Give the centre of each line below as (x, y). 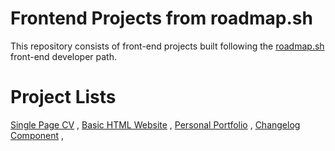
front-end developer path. (63, 56)
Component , (37, 135)
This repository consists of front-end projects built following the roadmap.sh (167, 46)
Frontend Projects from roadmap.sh (161, 18)
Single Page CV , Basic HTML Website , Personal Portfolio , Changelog (155, 124)
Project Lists (63, 97)
